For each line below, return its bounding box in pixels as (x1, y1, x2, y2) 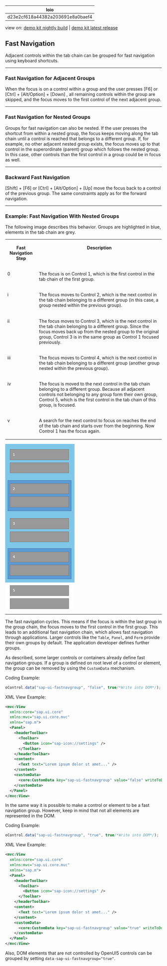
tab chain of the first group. (39, 276, 95, 282)
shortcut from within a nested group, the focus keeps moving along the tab (5, 130, 159, 136)
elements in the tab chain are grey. (5, 229, 76, 235)
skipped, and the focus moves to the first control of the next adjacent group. (5, 96, 162, 102)
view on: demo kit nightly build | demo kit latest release (5, 25, 118, 31)
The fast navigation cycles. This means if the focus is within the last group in (5, 618, 162, 624)
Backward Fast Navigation (5, 174, 70, 180)
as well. (5, 157, 21, 163)
